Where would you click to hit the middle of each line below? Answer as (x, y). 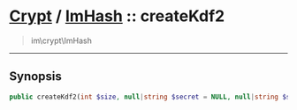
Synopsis (35, 77)
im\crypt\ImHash (61, 40)
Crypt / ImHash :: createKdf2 (117, 16)
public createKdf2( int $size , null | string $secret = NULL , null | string (144, 97)
